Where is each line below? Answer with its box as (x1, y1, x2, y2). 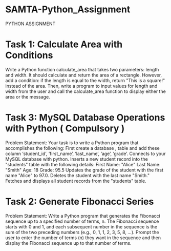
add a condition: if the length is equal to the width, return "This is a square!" (5, 77, 165, 83)
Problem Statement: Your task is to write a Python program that (5, 140, 139, 146)
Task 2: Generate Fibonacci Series (5, 196, 154, 207)
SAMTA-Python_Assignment (5, 4, 131, 15)
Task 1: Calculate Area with (5, 38, 123, 50)
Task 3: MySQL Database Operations (5, 112, 165, 124)
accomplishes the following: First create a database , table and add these (5, 145, 160, 151)
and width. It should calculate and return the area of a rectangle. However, (5, 72, 162, 78)
